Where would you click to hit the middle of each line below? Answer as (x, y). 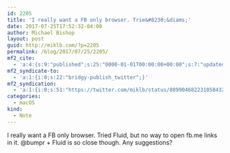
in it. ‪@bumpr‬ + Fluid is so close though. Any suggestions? (90, 142)
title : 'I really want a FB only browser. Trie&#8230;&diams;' (99, 20)
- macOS (24, 103)
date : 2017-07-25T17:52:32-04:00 (55, 26)
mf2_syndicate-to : (33, 71)
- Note (23, 115)
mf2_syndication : (32, 84)
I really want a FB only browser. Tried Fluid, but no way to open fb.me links (112, 135)
